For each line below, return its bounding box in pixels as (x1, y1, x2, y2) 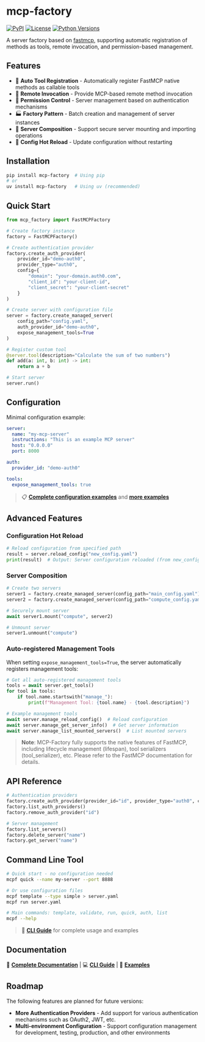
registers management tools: (6, 665, 79, 672)
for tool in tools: (6, 688, 56, 695)
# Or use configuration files (6, 887, 84, 894)
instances (15, 118, 40, 126)
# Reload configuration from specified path (6, 545, 121, 552)
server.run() (6, 380, 40, 387)
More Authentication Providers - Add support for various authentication (15, 1009, 198, 1016)
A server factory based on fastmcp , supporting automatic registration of (6, 36, 188, 43)
